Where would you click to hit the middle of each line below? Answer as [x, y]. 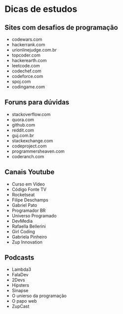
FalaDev [20, 275]
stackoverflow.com [31, 114]
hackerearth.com [29, 60]
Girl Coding [23, 231]
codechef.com [26, 71]
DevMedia [22, 221]
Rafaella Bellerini [29, 226]
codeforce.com [27, 76]
